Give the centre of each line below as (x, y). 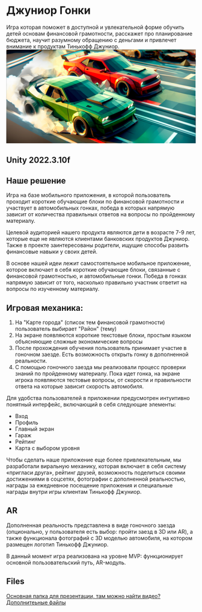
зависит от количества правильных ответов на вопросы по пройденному (101, 214)
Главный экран (34, 429)
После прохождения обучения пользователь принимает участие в (101, 348)
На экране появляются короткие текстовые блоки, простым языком (103, 335)
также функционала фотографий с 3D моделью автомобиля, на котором (99, 538)
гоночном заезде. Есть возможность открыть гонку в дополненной (102, 354)
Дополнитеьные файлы (36, 602)
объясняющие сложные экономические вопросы (79, 342)
